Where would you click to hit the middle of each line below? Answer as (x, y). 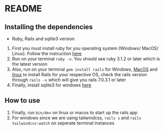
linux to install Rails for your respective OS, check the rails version (79, 74)
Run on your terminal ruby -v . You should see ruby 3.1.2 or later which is (86, 59)
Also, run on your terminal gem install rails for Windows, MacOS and (84, 69)
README (23, 9)
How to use (22, 101)
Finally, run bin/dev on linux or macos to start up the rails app (75, 112)
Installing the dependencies (49, 27)
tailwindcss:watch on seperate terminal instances (63, 123)
